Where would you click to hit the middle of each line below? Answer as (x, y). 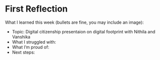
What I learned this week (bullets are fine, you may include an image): (74, 22)
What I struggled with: (34, 42)
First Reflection (36, 9)
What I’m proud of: (30, 47)
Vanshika (21, 37)
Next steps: (23, 52)
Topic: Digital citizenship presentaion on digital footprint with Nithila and (84, 31)
